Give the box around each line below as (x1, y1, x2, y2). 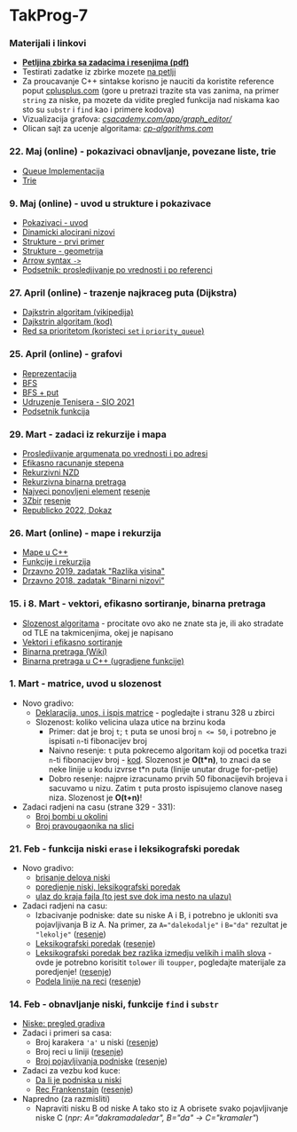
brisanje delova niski (35, 872, 111, 883)
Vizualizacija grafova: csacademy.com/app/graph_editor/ (21, 114, 232, 124)
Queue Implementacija (21, 165, 105, 176)
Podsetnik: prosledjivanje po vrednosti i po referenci (21, 265, 213, 275)
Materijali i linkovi (9, 37, 87, 50)
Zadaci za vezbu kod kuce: (21, 1065, 121, 1076)
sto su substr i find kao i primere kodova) (21, 104, 175, 115)
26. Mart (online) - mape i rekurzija (9, 526, 162, 539)
